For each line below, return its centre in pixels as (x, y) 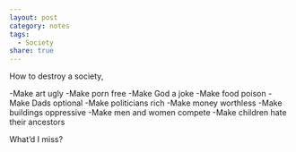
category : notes (39, 26)
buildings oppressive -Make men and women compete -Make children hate (148, 113)
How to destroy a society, (57, 76)
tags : (19, 34)
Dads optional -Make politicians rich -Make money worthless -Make (157, 103)
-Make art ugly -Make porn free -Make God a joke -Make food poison (138, 94)
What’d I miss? (36, 139)
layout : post (34, 17)
